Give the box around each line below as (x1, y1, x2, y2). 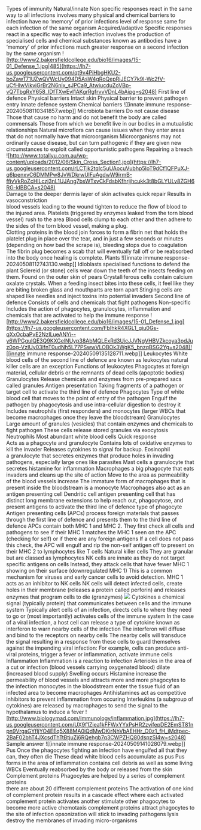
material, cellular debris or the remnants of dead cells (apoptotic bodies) (6, 369, 184, 376)
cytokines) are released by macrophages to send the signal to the (6, 702, 168, 709)
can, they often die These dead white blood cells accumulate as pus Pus (6, 753, 185, 760)
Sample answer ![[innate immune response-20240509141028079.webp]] (6, 740, 185, 747)
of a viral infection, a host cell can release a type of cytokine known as (6, 619, 180, 626)
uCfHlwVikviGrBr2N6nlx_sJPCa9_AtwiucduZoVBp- (6, 82, 132, 89)
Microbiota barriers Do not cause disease (77, 108, 179, 114)
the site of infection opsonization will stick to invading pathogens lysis (6, 811, 179, 817)
